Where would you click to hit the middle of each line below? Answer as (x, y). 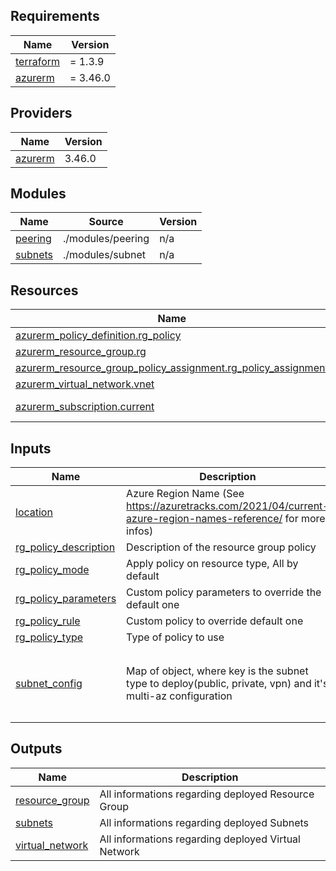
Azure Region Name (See (185, 494)
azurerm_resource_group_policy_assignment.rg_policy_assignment (172, 368)
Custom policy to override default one (215, 621)
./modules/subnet (105, 255)
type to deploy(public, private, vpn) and (219, 684)
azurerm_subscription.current (85, 407)
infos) (140, 531)
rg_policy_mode (52, 570)
